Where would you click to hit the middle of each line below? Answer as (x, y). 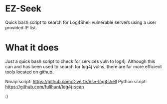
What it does (32, 48)
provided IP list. (21, 27)
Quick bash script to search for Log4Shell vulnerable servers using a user (81, 22)
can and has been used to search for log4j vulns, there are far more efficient (83, 66)
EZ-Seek (23, 9)
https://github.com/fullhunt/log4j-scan (45, 87)
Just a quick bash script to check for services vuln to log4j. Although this (80, 61)
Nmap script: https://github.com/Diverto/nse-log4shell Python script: (76, 81)
